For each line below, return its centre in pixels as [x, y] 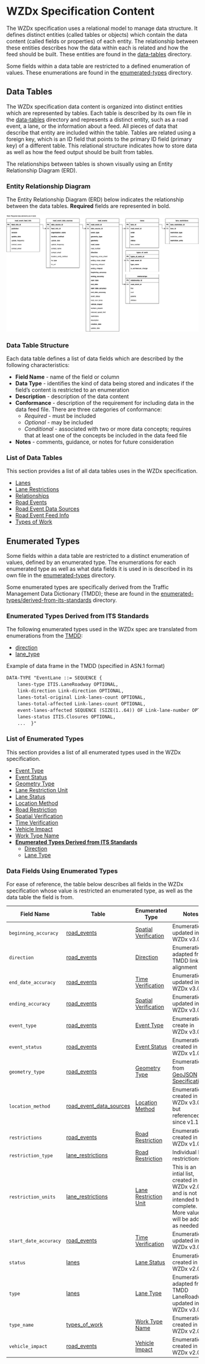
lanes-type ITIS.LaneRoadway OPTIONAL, [68, 684]
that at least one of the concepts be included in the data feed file [106, 435]
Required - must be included [60, 416]
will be [181, 1219]
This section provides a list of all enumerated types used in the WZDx [94, 752]
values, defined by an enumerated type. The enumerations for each [91, 562]
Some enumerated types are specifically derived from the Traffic [88, 587]
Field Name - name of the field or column [67, 377]
